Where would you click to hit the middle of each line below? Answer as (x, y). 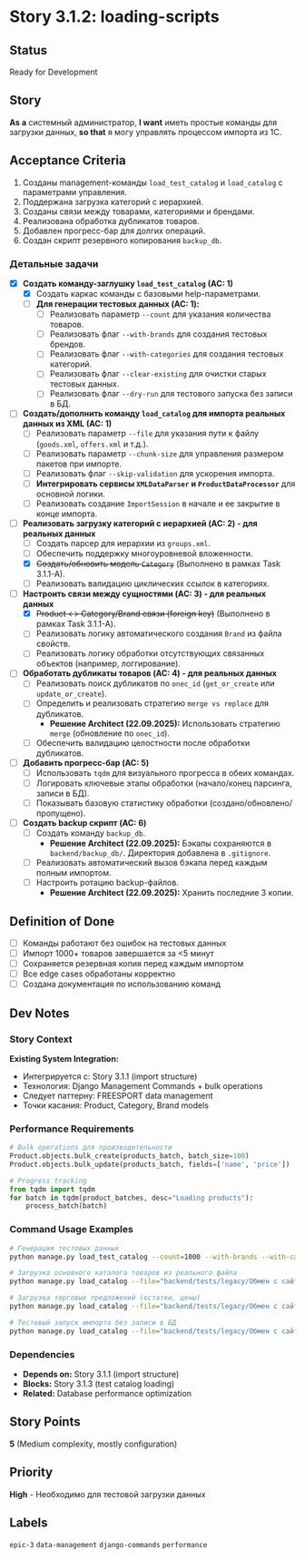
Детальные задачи (54, 263)
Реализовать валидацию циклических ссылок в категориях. (153, 583)
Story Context (41, 1039)
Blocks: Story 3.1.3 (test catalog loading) (98, 1383)
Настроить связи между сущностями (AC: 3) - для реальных (144, 594)
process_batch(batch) (66, 1206)
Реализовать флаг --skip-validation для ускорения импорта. (155, 473)
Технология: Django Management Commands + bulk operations (143, 1085)
